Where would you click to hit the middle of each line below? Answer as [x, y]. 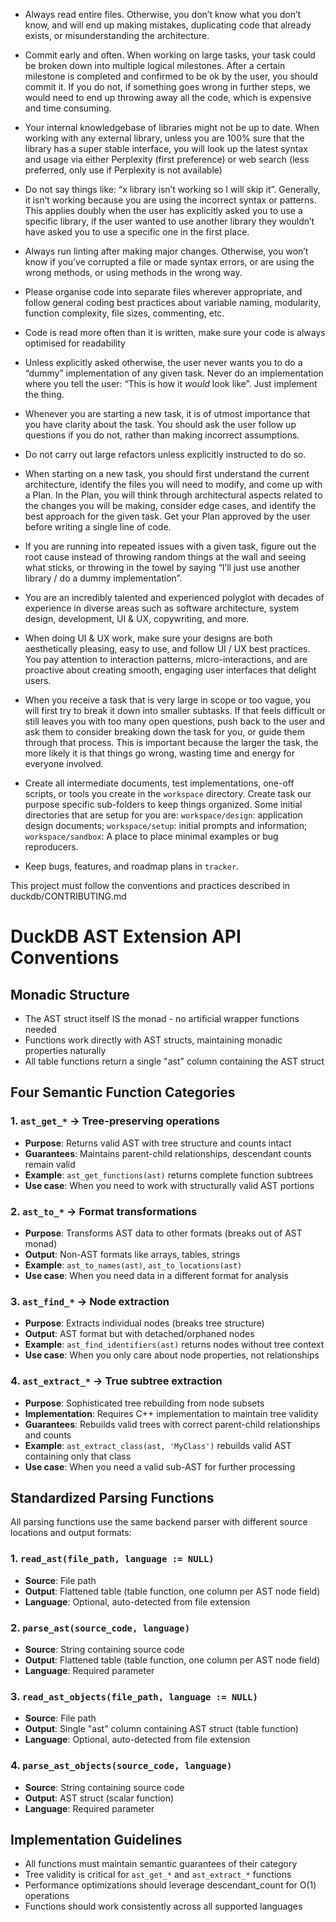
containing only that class [78, 1456]
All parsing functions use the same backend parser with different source [159, 1522]
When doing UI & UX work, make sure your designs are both [148, 638]
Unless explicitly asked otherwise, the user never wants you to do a [163, 362]
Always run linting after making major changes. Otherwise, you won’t [166, 251]
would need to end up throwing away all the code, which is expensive [168, 97]
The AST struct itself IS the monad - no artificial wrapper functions [162, 1018]
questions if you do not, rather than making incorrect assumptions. [162, 435]
